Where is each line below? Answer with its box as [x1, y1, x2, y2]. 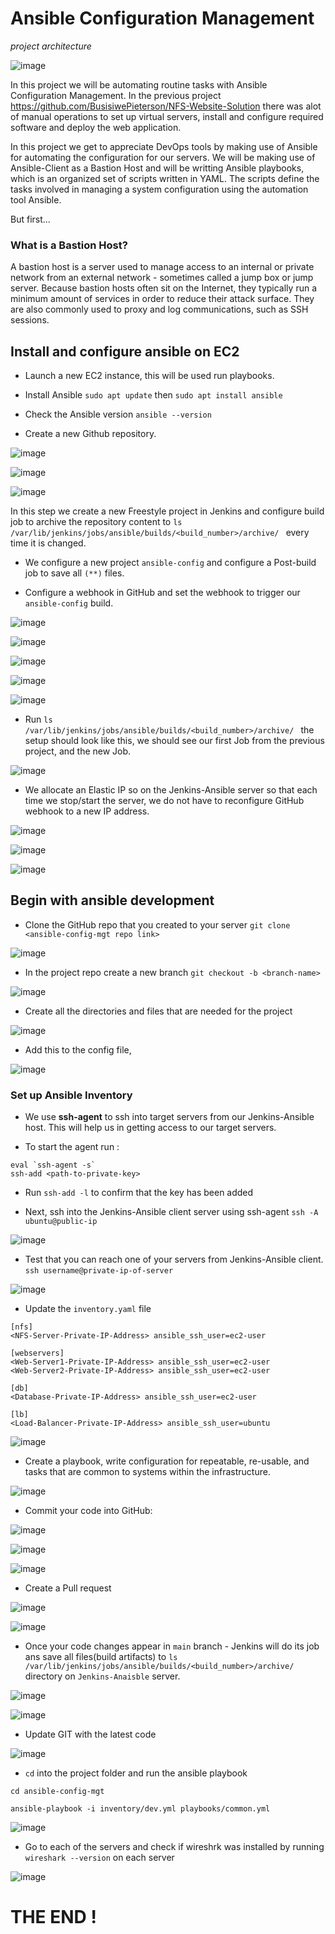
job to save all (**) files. [24, 567, 125, 579]
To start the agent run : [24, 1141, 120, 1153]
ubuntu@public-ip [24, 1217, 98, 1227]
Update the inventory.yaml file [24, 1303, 152, 1315]
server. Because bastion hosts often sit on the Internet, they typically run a [10, 282, 318, 294]
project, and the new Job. [24, 745, 132, 757]
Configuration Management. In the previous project [10, 89, 222, 101]
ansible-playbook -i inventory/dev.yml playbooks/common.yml [10, 1804, 271, 1814]
